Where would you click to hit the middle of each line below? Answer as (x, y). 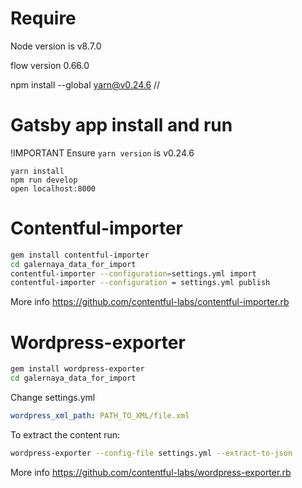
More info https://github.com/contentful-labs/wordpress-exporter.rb (151, 472)
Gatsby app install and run (121, 125)
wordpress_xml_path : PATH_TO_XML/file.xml (100, 416)
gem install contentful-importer (80, 255)
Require (43, 18)
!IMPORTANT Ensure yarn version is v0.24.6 (102, 153)
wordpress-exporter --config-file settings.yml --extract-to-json (151, 453)
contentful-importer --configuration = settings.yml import (133, 273)
